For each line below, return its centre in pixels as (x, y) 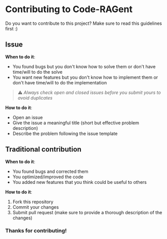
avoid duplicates (35, 98)
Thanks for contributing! (36, 231)
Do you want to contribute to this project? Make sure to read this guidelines (83, 23)
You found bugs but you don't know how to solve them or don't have (84, 66)
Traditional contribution (44, 149)
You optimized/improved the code (48, 177)
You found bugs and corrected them (50, 171)
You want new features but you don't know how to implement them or (85, 77)
